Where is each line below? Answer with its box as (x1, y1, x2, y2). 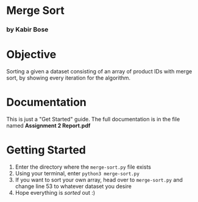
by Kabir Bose (6, 25, 49, 34)
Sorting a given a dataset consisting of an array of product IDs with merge (6, 68, 193, 75)
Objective (6, 48, 57, 61)
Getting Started (6, 143, 87, 157)
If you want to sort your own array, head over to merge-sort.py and (15, 176, 183, 183)
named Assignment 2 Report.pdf (6, 122, 91, 129)
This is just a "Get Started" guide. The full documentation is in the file (6, 115, 180, 123)
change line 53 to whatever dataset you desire (15, 183, 132, 190)
